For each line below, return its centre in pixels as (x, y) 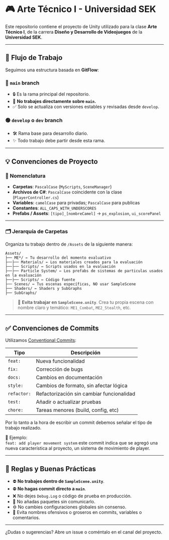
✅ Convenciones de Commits (52, 328)
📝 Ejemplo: (16, 438)
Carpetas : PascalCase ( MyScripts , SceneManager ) (62, 187)
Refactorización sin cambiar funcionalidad (86, 394)
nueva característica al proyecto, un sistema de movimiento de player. (78, 448)
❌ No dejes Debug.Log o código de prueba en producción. (72, 496)
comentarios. (26, 517)
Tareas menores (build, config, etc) (77, 410)
